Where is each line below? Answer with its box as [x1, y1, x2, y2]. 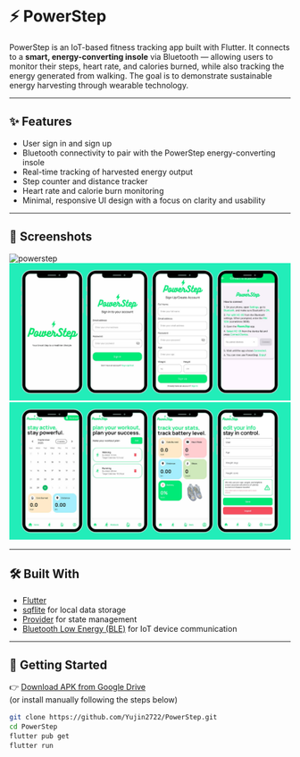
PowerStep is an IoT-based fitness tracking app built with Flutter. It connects [9, 41, 290, 53]
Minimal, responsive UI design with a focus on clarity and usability [21, 195, 266, 206]
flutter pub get [9, 732, 70, 741]
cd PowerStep [9, 722, 58, 732]
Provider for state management [21, 613, 137, 625]
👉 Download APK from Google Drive [9, 682, 146, 693]
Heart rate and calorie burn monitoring [21, 185, 164, 196]
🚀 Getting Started [9, 657, 108, 672]
